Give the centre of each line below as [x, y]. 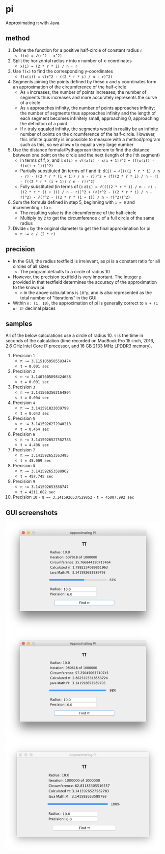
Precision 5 [24, 418]
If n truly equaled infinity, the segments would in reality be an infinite [89, 129]
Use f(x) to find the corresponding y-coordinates [63, 71]
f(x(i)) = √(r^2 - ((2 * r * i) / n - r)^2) [66, 77]
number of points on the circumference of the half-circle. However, [88, 134]
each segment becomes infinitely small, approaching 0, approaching [89, 118]
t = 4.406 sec [34, 445]
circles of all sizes [31, 266]
